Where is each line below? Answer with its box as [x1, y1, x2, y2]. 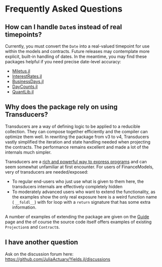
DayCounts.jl [12, 84, 38, 89]
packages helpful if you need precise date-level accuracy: [5, 59, 121, 64]
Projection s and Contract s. [5, 224, 60, 230]
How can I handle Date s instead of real [5, 23, 122, 31]
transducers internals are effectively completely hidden [12, 183, 123, 189]
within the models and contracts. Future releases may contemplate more [5, 49, 150, 54]
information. [12, 204, 36, 210]
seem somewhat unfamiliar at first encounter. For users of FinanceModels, [5, 164, 154, 170]
